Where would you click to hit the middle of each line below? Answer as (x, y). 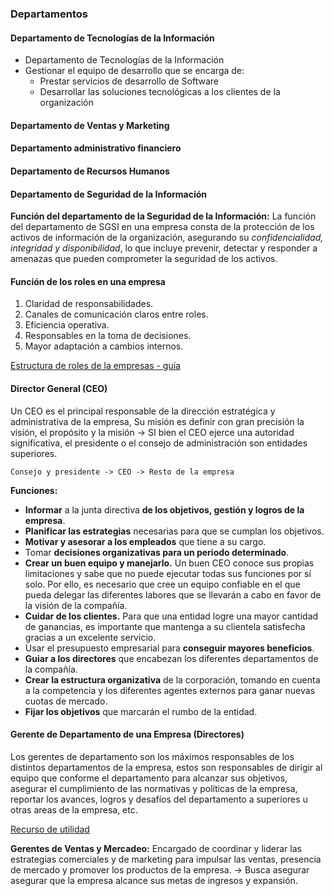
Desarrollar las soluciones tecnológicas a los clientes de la (160, 92)
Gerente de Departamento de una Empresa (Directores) (127, 734)
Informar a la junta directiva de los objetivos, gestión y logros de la (164, 509)
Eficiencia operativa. (67, 325)
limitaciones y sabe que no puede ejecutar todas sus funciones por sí (168, 573)
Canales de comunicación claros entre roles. (116, 314)
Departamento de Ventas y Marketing (90, 125)
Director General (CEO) (59, 388)
